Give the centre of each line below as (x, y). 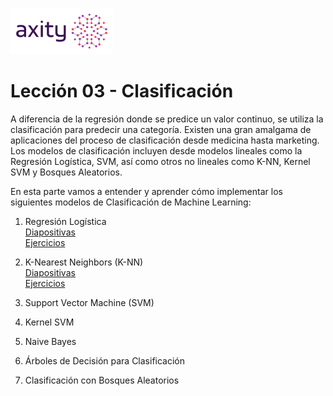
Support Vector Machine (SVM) (89, 302)
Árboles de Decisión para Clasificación (105, 360)
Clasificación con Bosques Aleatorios (102, 380)
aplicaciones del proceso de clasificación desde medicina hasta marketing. (165, 140)
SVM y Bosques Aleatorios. (66, 172)
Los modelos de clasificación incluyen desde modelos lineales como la (156, 150)
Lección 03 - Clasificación (122, 91)
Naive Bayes (50, 341)
